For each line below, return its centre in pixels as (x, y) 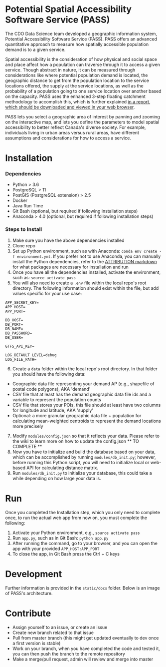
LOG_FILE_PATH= (21, 359)
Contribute (28, 613)
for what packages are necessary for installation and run (70, 267)
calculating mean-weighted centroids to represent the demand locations (86, 421)
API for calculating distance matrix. (63, 468)
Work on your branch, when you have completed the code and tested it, (86, 649)
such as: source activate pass (44, 277)
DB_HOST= (14, 320)
